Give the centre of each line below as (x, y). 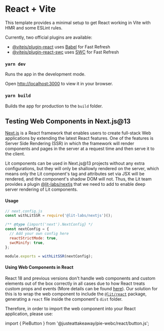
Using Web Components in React (39, 267)
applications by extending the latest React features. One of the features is (79, 138)
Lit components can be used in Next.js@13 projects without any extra (75, 163)
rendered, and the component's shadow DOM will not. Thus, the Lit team (78, 179)
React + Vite (31, 9)
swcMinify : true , (27, 243)
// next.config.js (24, 211)
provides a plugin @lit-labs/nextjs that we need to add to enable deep (75, 184)
